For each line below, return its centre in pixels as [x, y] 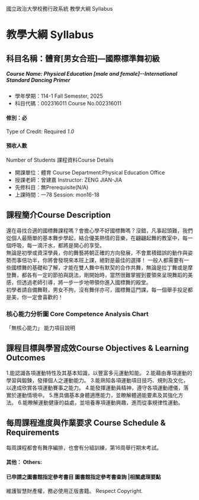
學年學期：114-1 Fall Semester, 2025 [59, 96]
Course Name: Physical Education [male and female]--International [92, 74]
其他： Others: [24, 462]
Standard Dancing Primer [38, 80]
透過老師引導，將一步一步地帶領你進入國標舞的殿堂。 [86, 282]
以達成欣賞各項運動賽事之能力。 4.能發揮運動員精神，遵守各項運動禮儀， [95, 388]
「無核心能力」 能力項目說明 [41, 328]
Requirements [33, 433]
